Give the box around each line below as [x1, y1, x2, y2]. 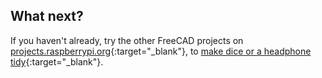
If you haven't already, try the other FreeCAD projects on [10, 34, 244, 46]
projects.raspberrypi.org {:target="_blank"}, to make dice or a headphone [10, 45, 312, 57]
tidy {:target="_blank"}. [10, 55, 104, 68]
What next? [10, 8, 84, 25]
